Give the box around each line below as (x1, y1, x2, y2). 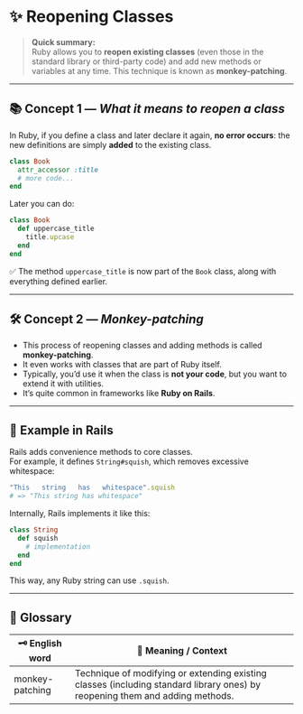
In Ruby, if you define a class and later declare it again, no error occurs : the (9, 129, 290, 141)
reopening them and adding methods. (75, 690, 234, 702)
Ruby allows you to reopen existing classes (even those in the (31, 46, 264, 57)
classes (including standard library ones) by (75, 679, 262, 691)
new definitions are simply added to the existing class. (9, 139, 212, 150)
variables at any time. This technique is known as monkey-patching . (31, 65, 288, 76)
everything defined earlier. (9, 275, 108, 286)
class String (9, 525, 59, 534)
